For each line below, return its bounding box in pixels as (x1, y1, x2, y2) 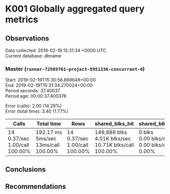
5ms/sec (35, 135, 57, 142)
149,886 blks (94, 129, 127, 136)
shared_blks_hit (94, 120, 134, 127)
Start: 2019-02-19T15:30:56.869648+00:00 (5, 77, 96, 83)
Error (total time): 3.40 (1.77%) (5, 108, 69, 114)
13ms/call (35, 141, 60, 148)
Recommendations (5, 182, 66, 191)
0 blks (139, 129, 153, 136)
